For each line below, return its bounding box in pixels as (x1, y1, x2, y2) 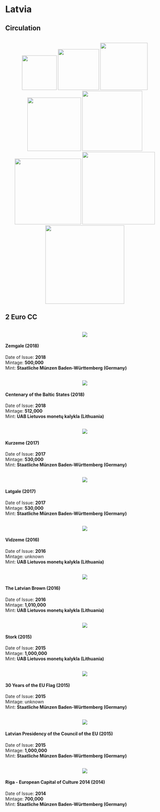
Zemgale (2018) (5, 343, 39, 349)
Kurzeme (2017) (5, 439, 39, 446)
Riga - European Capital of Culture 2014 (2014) (5, 779, 105, 785)
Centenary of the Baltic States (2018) (5, 391, 85, 397)
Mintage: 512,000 (5, 408, 43, 414)
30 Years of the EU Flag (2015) (5, 682, 70, 688)
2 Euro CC (5, 313, 37, 321)
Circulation (5, 24, 41, 32)
